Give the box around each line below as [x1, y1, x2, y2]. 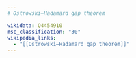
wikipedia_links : [7, 34, 57, 41]
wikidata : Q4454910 [7, 22, 63, 29]
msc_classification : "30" [7, 28, 81, 35]
